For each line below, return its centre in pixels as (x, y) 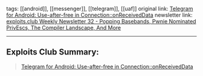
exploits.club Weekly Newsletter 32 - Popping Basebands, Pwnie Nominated (101, 21)
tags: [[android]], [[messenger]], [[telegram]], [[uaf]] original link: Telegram (100, 9)
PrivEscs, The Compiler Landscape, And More (64, 28)
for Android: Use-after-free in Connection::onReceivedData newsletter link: (99, 15)
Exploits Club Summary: (53, 52)
